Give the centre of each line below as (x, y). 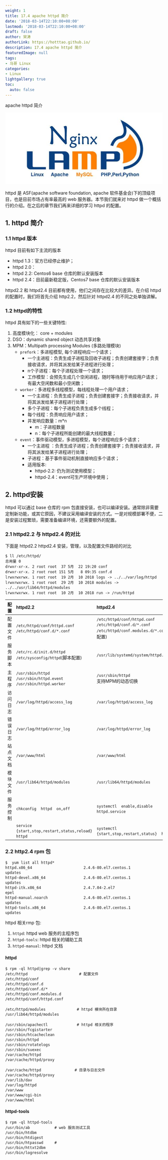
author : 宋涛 (18, 37)
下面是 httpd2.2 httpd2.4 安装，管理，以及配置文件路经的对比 (68, 546)
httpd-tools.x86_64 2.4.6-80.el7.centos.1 (68, 908)
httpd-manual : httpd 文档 (38, 946)
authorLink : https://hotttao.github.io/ (48, 43)
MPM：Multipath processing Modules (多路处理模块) (67, 346)
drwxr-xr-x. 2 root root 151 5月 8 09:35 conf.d (59, 572)
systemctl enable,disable (125, 806)
